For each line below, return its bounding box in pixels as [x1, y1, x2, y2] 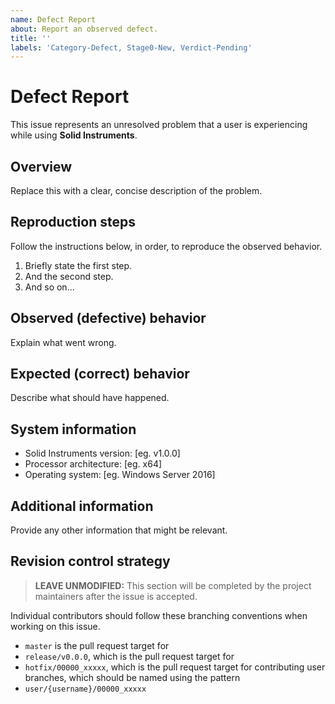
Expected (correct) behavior [10, 366, 190, 383]
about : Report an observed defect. [10, 24, 159, 34]
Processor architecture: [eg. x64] [24, 458, 163, 470]
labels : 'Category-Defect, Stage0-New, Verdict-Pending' [10, 42, 253, 53]
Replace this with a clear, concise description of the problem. [10, 185, 263, 196]
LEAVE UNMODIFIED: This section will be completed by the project [34, 579, 312, 591]
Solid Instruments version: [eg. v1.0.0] [24, 447, 181, 460]
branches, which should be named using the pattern [24, 671, 241, 683]
